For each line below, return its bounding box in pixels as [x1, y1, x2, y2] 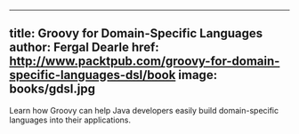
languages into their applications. [9, 114, 132, 125]
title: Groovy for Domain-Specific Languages [9, 26, 263, 41]
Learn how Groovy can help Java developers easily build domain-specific [9, 105, 279, 115]
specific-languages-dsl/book [9, 67, 176, 83]
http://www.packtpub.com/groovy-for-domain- [9, 54, 280, 69]
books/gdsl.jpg [9, 82, 96, 97]
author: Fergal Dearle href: [9, 40, 160, 55]
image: [177, 67, 218, 83]
